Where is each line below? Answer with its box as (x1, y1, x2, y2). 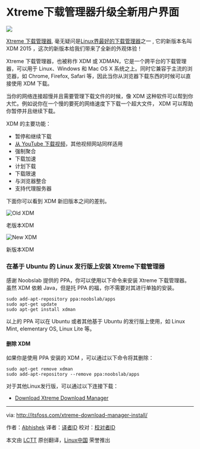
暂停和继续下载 (14, 132, 52, 140)
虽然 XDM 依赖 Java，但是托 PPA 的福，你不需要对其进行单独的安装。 (6, 284, 177, 292)
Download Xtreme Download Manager (14, 394, 109, 402)
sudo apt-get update (6, 301, 58, 307)
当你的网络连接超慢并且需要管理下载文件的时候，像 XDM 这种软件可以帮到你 (6, 92, 193, 99)
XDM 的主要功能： (6, 120, 52, 127)
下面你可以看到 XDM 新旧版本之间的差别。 (6, 197, 110, 204)
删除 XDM (6, 340, 31, 347)
